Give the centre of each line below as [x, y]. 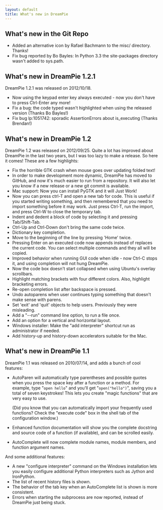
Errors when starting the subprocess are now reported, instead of [78, 497]
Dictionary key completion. [39, 232]
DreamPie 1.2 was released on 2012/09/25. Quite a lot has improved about [79, 150]
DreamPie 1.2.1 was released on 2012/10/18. [49, 88]
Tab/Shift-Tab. [26, 222]
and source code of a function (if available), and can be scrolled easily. [83, 433]
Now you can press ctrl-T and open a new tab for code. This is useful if [83, 196]
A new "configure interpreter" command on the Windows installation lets [84, 466]
